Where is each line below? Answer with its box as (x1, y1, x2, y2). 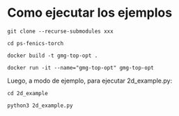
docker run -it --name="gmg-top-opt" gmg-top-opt (7, 64, 155, 71)
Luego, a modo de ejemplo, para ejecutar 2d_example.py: (7, 76, 173, 85)
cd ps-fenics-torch (7, 40, 64, 47)
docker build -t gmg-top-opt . (7, 52, 98, 59)
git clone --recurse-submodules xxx (7, 28, 114, 35)
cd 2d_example (7, 90, 49, 97)
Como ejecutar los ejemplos (7, 5, 173, 21)
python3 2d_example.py (7, 102, 73, 109)
